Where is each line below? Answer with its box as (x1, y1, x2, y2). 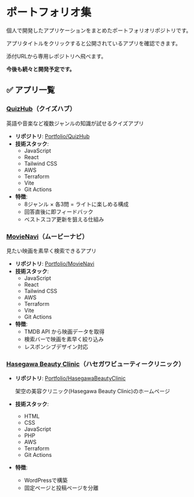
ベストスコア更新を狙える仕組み (24, 215, 104, 223)
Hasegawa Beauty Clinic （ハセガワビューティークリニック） (6, 359, 185, 368)
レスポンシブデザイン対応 (24, 343, 89, 350)
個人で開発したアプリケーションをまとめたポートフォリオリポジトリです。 (6, 27, 192, 34)
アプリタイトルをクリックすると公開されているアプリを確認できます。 (6, 39, 181, 47)
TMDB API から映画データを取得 (24, 328, 105, 335)
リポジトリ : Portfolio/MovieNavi (15, 260, 95, 267)
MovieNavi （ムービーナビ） (6, 232, 89, 240)
